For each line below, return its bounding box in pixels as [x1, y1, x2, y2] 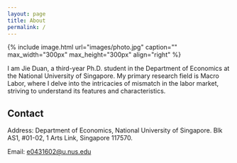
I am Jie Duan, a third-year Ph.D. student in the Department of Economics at [7, 64, 230, 73]
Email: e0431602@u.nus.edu [7, 147, 92, 156]
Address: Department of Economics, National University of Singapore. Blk [7, 126, 223, 135]
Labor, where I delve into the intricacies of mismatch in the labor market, [7, 79, 219, 88]
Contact [7, 107, 44, 119]
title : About [7, 17, 46, 24]
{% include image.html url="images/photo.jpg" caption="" [7, 43, 177, 52]
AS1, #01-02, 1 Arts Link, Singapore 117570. [7, 134, 133, 142]
